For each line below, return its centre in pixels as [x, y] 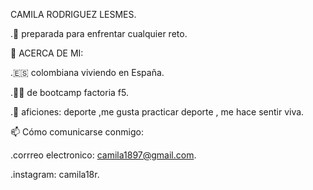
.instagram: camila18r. [55, 174]
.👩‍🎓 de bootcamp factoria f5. [69, 92]
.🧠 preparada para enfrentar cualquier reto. [99, 33]
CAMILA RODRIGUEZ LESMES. [73, 14]
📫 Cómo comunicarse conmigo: [77, 132]
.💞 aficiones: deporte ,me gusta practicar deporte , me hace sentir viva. [157, 112]
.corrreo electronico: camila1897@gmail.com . [103, 155]
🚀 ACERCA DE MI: [47, 53]
